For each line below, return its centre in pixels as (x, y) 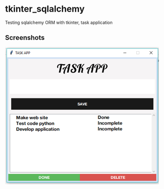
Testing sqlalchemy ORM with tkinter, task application (59, 22)
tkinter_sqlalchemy (45, 9)
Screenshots (25, 38)
